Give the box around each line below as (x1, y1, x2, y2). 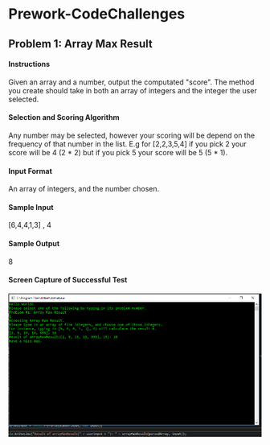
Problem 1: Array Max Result (8, 37, 153, 51)
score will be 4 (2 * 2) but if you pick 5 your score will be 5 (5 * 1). (8, 147, 228, 157)
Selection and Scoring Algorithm (8, 113, 120, 122)
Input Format (8, 166, 52, 175)
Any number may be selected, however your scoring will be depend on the (8, 130, 256, 140)
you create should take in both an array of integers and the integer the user (8, 85, 257, 95)
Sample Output (8, 238, 60, 248)
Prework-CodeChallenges (8, 5, 186, 23)
